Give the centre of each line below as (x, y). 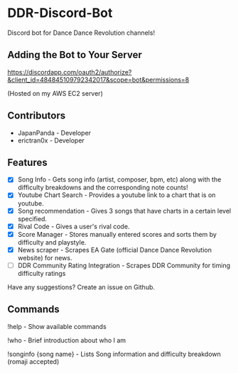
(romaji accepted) (33, 361)
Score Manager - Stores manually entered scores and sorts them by (117, 234)
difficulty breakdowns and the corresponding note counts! (103, 188)
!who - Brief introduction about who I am (67, 340)
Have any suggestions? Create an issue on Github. (81, 287)
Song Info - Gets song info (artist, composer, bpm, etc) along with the (119, 179)
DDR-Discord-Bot (60, 13)
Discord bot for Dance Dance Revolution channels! (81, 33)
